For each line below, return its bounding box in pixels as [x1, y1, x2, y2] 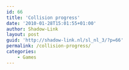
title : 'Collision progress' [6, 15, 80, 21]
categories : [6, 49, 37, 55]
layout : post [6, 32, 40, 38]
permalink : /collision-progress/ [6, 43, 91, 49]
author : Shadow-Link [6, 26, 59, 32]
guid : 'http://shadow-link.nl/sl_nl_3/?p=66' [6, 37, 124, 43]
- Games [17, 54, 37, 60]
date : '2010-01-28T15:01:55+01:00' [6, 20, 97, 26]
